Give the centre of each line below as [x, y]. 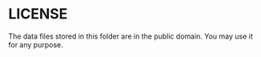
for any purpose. [36, 44]
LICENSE [38, 14]
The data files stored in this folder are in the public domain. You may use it [131, 36]
